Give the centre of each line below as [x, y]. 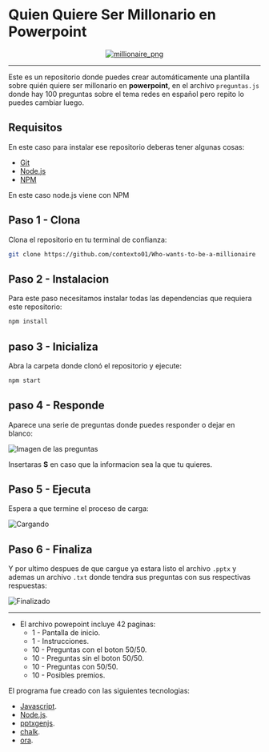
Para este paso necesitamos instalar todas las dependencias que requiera [130, 299]
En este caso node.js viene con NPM [69, 195]
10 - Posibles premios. [68, 675]
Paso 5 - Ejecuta [50, 490]
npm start [25, 380]
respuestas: [28, 585]
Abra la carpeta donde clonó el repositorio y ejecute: [95, 365]
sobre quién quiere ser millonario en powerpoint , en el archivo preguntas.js [134, 85]
